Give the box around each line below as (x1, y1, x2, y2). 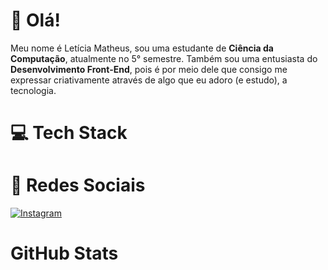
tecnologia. (10, 84, 57, 96)
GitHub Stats (10, 242, 119, 265)
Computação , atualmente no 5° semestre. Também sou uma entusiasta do (10, 52, 318, 64)
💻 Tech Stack (10, 122, 128, 144)
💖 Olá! (10, 9, 61, 32)
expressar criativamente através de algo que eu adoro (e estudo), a (10, 74, 288, 86)
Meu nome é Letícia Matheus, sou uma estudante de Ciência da (10, 42, 274, 54)
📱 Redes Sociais (10, 174, 146, 197)
